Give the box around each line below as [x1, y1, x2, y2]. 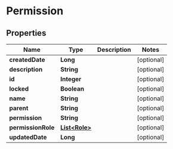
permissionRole [9, 123, 55, 132]
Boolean [60, 85, 85, 93]
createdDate [9, 55, 45, 64]
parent [9, 104, 29, 112]
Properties [6, 28, 47, 38]
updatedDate [9, 133, 47, 141]
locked [9, 85, 29, 93]
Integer [60, 75, 82, 83]
